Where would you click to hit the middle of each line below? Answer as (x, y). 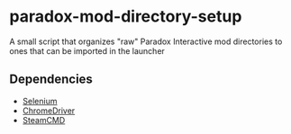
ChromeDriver (49, 111)
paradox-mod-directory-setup (126, 17)
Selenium (40, 101)
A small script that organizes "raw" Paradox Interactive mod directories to (146, 41)
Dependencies (51, 80)
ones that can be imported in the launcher (87, 50)
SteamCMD (44, 120)
